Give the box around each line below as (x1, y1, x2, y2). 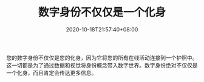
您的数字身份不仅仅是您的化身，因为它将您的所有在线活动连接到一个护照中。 (6, 54, 198, 61)
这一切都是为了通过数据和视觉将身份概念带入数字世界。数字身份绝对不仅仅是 (6, 61, 198, 69)
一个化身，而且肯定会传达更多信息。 (6, 69, 97, 76)
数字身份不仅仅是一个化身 (38, 5, 166, 19)
